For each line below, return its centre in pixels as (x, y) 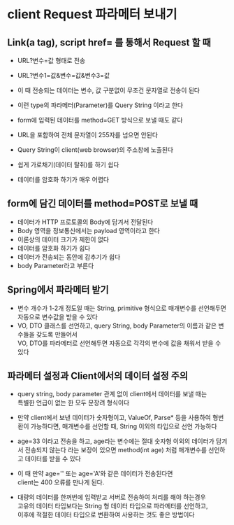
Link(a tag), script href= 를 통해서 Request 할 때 (109, 42)
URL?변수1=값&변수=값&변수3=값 (64, 75)
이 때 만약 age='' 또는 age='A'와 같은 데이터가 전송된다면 (95, 474)
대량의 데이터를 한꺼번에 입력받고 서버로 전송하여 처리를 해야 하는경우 (111, 497)
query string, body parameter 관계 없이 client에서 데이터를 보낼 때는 (112, 394)
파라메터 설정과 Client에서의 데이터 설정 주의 (98, 376)
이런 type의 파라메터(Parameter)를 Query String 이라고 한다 (100, 105)
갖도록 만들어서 (57, 334)
